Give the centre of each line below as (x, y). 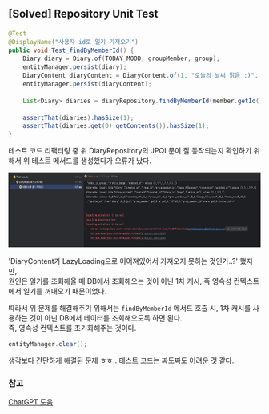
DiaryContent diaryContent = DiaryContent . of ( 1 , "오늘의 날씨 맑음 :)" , (141, 76)
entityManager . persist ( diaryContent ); (87, 84)
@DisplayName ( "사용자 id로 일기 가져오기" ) (73, 42)
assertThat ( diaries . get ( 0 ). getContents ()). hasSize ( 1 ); (116, 126)
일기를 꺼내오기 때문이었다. (65, 291)
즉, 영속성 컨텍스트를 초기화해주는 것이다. (72, 328)
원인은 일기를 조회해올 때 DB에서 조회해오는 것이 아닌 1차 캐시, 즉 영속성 (120, 281)
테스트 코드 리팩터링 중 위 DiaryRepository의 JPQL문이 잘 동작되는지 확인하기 (130, 151)
